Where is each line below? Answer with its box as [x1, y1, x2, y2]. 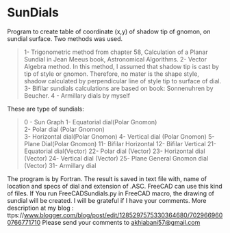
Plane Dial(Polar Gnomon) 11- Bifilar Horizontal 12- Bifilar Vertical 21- [23, 139, 217, 148]
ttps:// [7, 210, 25, 219]
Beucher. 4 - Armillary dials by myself [23, 91, 130, 100]
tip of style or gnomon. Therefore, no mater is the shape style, [23, 70, 200, 78]
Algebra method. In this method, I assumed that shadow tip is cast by [23, 62, 219, 70]
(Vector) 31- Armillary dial [23, 161, 97, 169]
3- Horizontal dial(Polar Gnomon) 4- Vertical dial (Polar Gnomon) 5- [23, 132, 215, 141]
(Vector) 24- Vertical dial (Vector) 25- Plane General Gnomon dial [23, 154, 209, 162]
